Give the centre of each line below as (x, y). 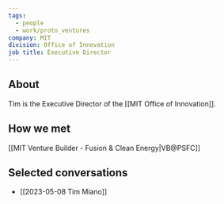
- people (30, 23)
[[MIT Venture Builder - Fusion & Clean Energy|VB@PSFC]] (104, 148)
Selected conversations (68, 173)
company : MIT (30, 38)
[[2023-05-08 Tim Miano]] (63, 192)
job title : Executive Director (60, 52)
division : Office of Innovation (61, 45)
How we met (40, 129)
